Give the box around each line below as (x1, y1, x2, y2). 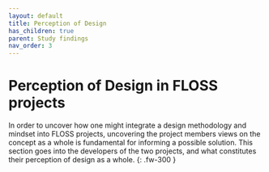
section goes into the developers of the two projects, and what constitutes (8, 146, 257, 156)
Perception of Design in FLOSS (8, 77, 219, 95)
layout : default (8, 11, 63, 20)
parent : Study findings (8, 34, 89, 43)
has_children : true (8, 27, 75, 35)
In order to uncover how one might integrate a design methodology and (8, 120, 247, 130)
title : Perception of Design (8, 19, 107, 27)
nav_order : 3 (8, 42, 53, 50)
